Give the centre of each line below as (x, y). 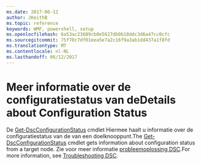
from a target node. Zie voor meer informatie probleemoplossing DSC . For (98, 149)
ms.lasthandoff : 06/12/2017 (42, 57)
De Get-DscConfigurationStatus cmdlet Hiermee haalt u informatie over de (100, 130)
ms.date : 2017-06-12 (33, 12)
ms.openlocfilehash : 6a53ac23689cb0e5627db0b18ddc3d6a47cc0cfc (88, 35)
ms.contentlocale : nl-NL (38, 52)
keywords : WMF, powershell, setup (50, 29)
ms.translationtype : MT (37, 46)
